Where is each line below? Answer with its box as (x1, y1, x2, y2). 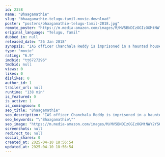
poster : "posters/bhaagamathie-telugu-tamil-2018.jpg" (5, 21, 120, 26)
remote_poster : (5, 26, 36, 31)
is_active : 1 (5, 99, 32, 104)
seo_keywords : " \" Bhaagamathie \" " (5, 117, 76, 122)
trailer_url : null (5, 85, 43, 90)
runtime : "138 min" (5, 90, 45, 94)
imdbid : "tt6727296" (5, 58, 48, 63)
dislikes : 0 (5, 76, 29, 81)
